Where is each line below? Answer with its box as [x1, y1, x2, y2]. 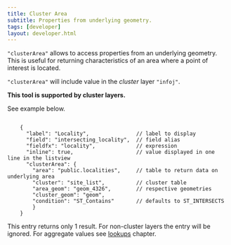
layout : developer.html [7, 29, 77, 37]
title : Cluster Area [7, 10, 68, 17]
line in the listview [7, 155, 71, 162]
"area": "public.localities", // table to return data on [32, 167, 218, 174]
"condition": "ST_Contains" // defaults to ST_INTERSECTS [32, 197, 225, 205]
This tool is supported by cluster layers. [7, 91, 126, 99]
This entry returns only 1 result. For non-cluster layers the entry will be [7, 222, 211, 231]
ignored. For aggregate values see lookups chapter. [7, 230, 157, 238]
